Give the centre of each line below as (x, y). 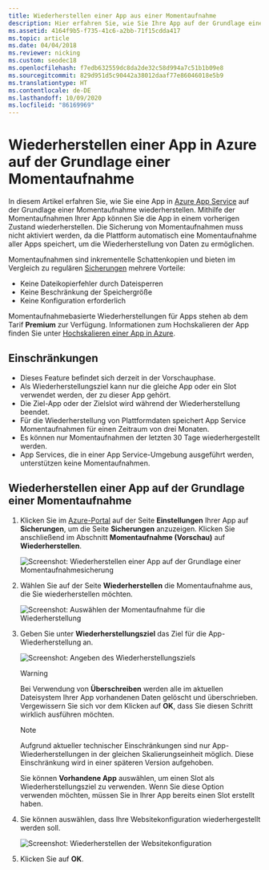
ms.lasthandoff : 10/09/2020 (55, 98)
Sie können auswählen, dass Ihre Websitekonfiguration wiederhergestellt (140, 819)
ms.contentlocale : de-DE (50, 90)
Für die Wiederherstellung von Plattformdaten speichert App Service (133, 420)
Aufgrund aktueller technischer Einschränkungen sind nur (115, 745)
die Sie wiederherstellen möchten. (76, 594)
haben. (31, 803)
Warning (34, 673)
